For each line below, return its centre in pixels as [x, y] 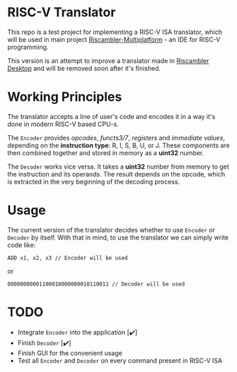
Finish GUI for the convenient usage [70, 353]
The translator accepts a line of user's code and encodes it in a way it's [111, 116]
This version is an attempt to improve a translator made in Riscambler [108, 60]
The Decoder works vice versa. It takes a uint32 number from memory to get [118, 167]
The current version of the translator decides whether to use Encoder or [111, 230]
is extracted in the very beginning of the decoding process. [94, 181]
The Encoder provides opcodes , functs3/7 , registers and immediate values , [116, 137]
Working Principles [65, 97]
